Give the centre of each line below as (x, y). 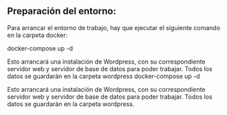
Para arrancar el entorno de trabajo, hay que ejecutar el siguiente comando (114, 27)
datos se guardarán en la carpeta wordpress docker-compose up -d (104, 76)
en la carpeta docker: (37, 35)
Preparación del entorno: (62, 11)
